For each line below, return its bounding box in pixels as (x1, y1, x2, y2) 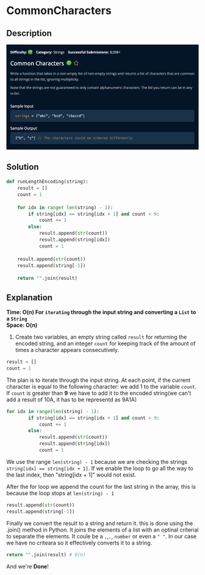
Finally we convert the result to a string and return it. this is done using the (6, 519, 193, 527)
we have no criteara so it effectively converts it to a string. (6, 539, 153, 546)
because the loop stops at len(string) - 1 (6, 489, 115, 497)
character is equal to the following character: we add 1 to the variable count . (6, 383, 197, 390)
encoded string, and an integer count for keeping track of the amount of (15, 340, 196, 347)
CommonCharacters (6, 4, 112, 18)
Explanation (6, 292, 53, 302)
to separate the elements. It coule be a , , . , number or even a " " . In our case (6, 532, 197, 540)
